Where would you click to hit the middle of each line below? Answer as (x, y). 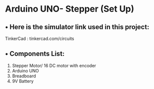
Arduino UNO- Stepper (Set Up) (70, 9)
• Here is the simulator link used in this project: (77, 27)
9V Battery (23, 81)
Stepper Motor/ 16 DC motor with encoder (54, 65)
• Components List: (35, 54)
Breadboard (24, 76)
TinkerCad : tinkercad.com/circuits (40, 38)
